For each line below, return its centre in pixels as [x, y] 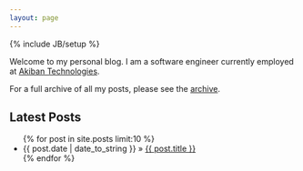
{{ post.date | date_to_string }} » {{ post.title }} [109, 149]
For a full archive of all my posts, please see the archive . [115, 88]
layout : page [34, 18]
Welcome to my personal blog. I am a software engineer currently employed [151, 61]
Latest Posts [45, 118]
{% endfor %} [49, 158]
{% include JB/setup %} [55, 44]
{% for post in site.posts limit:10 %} [89, 139]
